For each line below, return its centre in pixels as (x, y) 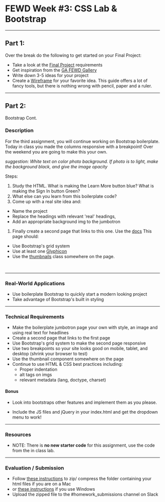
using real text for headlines (40, 333)
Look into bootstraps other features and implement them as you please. (84, 402)
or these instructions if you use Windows (54, 489)
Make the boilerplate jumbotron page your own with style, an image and (85, 328)
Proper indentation (38, 369)
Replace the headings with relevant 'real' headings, (64, 216)
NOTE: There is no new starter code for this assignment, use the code (83, 445)
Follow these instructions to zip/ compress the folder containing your (82, 479)
